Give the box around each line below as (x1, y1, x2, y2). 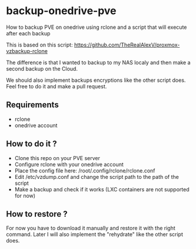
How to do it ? (6, 139, 57, 149)
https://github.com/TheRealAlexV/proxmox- (74, 41, 180, 48)
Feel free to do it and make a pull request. (6, 82, 107, 89)
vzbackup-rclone (6, 47, 48, 54)
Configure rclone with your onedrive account (14, 161, 124, 168)
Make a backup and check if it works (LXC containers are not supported (14, 185, 190, 192)
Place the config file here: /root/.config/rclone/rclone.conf (14, 167, 155, 174)
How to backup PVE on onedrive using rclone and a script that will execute (6, 24, 187, 31)
